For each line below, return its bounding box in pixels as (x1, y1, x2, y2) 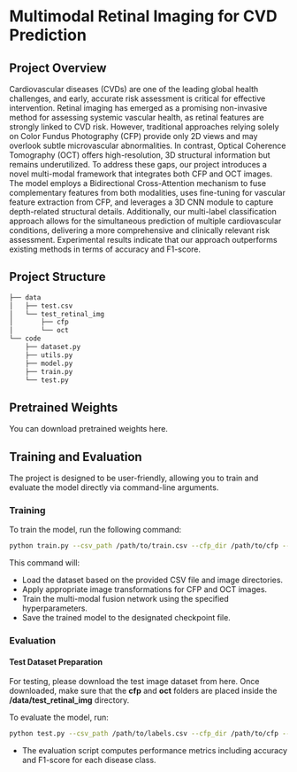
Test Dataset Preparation (9, 656, 103, 667)
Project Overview (9, 60, 107, 75)
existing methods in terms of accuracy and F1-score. (9, 244, 202, 254)
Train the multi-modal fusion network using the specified (21, 594, 230, 604)
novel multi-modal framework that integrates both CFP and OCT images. (9, 168, 273, 179)
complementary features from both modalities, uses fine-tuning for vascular (9, 188, 286, 198)
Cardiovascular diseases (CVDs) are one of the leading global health (9, 84, 259, 94)
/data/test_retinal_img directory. (9, 695, 130, 706)
